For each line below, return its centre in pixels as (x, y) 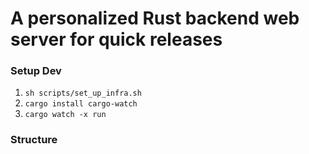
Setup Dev (36, 71)
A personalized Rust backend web (155, 18)
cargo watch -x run (65, 115)
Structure (34, 140)
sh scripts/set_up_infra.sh (83, 93)
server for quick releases (116, 39)
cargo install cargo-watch (81, 104)
